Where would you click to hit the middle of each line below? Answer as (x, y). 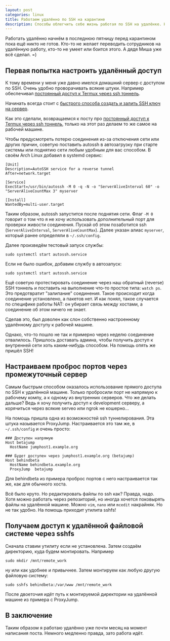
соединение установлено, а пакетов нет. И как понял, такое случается (82, 299)
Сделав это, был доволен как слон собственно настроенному (73, 319)
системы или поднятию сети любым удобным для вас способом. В (78, 150)
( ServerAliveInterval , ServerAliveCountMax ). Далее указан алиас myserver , (85, 230)
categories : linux (25, 15)
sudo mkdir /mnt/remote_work (36, 560)
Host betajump (20, 442)
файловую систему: (27, 575)
